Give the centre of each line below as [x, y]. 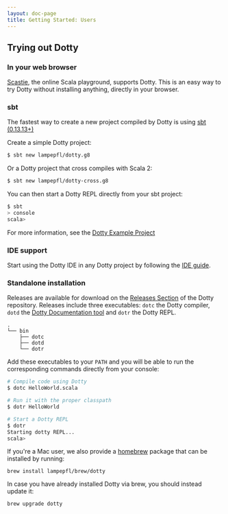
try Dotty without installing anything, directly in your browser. [93, 89]
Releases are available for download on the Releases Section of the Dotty [111, 298]
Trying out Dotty [43, 48]
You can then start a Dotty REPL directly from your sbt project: [95, 194]
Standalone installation [46, 283]
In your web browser [42, 67]
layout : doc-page [32, 13]
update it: [21, 491]
